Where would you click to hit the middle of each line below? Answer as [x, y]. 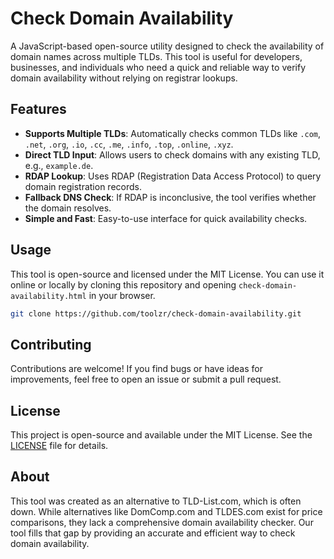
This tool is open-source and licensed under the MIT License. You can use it [167, 274]
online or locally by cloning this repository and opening [123, 284]
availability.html [48, 296]
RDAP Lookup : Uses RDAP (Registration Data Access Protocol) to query [173, 176]
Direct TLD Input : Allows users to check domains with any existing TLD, [172, 154]
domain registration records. [83, 186]
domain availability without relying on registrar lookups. [124, 78]
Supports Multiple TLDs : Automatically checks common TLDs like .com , [173, 133]
